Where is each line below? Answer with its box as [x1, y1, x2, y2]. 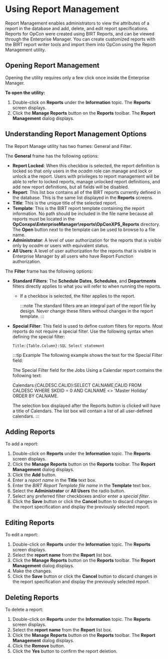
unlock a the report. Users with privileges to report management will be [12, 173, 159, 179]
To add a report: [5, 441, 38, 447]
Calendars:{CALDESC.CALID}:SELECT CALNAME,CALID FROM [12, 382, 141, 388]
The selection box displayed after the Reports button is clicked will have [12, 402, 161, 408]
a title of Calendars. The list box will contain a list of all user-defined [12, 407, 152, 414]
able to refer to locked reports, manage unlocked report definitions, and [12, 178, 160, 184]
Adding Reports [5, 427, 55, 436]
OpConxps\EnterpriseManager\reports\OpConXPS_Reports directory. [12, 221, 160, 227]
